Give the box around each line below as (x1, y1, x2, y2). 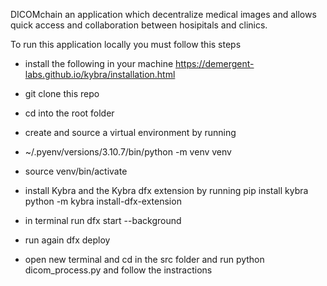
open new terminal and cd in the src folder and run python (24, 254, 265, 265)
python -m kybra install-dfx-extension (24, 195, 182, 207)
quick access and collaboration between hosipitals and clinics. (10, 19, 268, 31)
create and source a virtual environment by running (24, 127, 237, 138)
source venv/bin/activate (24, 165, 128, 177)
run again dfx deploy (24, 234, 111, 246)
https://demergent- (175, 58, 255, 69)
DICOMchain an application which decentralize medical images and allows (10, 9, 317, 20)
